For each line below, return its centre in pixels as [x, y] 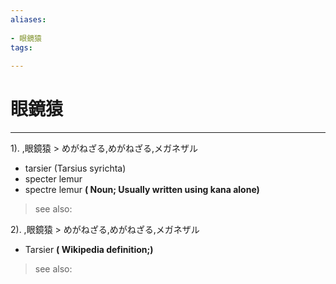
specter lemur [53, 179]
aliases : [28, 19]
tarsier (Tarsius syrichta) [75, 168]
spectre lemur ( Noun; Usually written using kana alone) [142, 190]
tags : [21, 47]
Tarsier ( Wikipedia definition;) [89, 250]
